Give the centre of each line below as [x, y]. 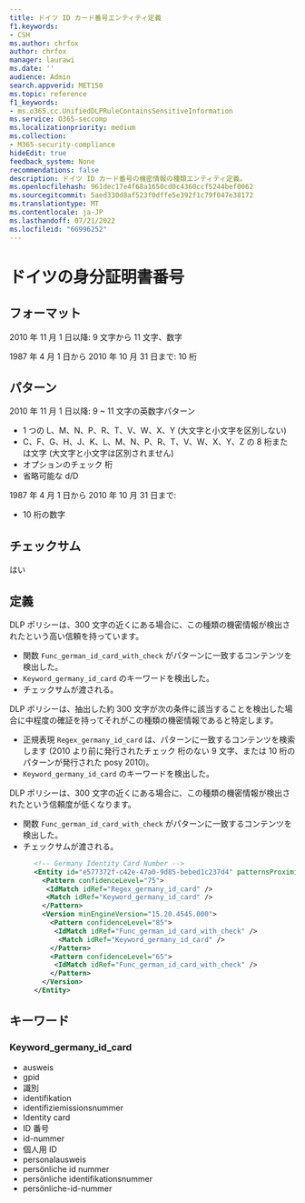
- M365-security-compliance [63, 145]
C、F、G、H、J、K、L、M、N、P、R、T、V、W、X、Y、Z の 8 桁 [147, 442]
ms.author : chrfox [44, 43]
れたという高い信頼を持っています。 [76, 636]
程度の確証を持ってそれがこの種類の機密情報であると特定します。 [156, 720]
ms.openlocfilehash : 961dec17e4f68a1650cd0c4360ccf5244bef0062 [132, 187]
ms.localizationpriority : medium [73, 128]
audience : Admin [40, 77]
